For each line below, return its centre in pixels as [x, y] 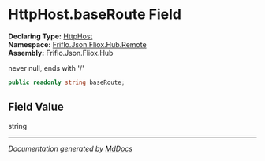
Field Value [36, 107]
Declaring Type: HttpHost [50, 36]
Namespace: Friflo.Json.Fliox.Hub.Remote [78, 44]
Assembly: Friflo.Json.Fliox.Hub [61, 53]
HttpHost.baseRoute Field [95, 15]
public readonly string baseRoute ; [67, 82]
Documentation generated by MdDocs [70, 148]
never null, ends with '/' [46, 68]
